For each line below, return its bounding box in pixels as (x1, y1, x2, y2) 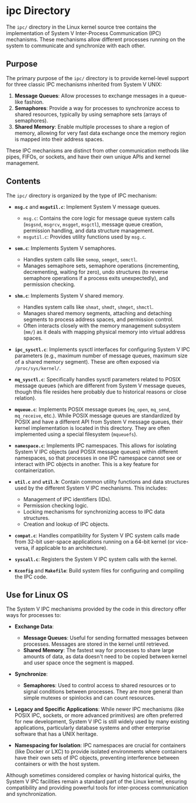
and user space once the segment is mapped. (23, 659, 135, 666)
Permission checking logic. (23, 502, 89, 509)
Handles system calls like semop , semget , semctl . (23, 256, 138, 263)
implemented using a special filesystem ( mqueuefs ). (14, 430, 137, 437)
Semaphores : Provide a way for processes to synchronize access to (14, 104, 180, 112)
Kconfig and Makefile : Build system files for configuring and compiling (14, 567, 184, 574)
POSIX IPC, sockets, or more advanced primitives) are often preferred (14, 712, 183, 719)
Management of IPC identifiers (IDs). (23, 495, 112, 502)
